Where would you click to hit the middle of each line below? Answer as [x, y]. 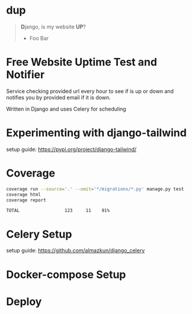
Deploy [24, 301]
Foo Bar [39, 38]
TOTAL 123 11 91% [58, 211]
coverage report [26, 200]
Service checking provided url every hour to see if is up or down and [90, 91]
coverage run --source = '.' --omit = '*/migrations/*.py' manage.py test [95, 189]
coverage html [24, 194]
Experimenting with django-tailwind [96, 133]
